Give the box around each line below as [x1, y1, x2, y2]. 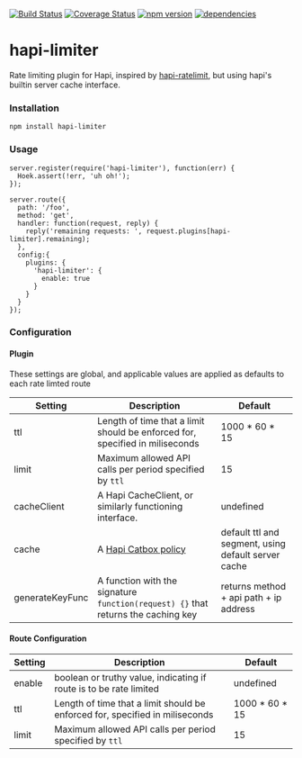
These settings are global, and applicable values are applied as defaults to [9, 368, 285, 379]
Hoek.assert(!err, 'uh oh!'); [17, 171, 130, 180]
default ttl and [220, 526, 280, 538]
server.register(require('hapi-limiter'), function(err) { [9, 163, 235, 173]
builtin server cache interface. [9, 79, 121, 90]
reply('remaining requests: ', [25, 226, 143, 236]
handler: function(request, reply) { [17, 219, 159, 228]
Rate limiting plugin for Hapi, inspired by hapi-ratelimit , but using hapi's [9, 69, 272, 80]
